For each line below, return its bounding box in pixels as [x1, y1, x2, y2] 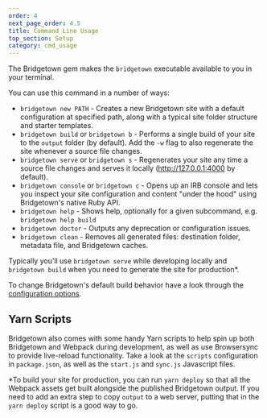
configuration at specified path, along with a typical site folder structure [19, 112, 258, 122]
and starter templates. [19, 121, 94, 130]
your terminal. [8, 72, 55, 82]
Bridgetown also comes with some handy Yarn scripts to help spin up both [8, 333, 255, 343]
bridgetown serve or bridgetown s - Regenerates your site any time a [19, 155, 249, 165]
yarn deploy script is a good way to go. [8, 400, 138, 410]
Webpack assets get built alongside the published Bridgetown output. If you [8, 383, 260, 393]
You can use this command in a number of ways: [8, 88, 170, 97]
